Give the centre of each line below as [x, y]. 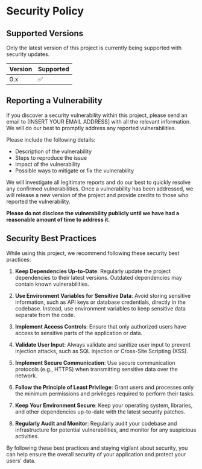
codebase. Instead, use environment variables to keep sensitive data [100, 308]
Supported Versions [45, 33]
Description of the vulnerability [53, 151]
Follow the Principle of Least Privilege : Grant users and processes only [104, 387]
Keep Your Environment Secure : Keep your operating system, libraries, [104, 405]
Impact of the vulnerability [47, 164]
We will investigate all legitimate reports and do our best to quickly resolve [99, 182]
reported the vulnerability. [38, 201]
